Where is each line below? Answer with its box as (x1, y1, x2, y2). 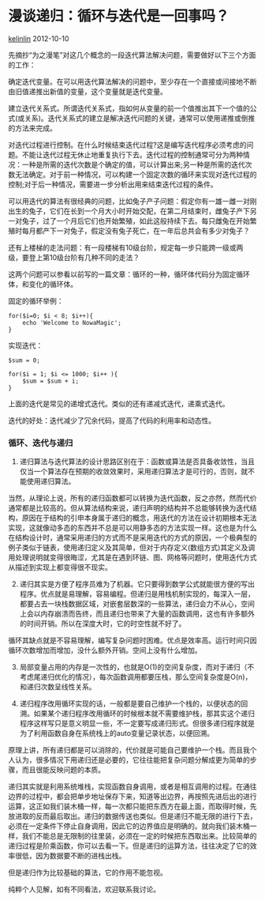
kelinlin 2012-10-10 (8, 33, 69, 43)
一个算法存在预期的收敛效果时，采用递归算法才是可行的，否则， (33, 467, 241, 477)
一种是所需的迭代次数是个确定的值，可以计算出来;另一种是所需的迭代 (21, 160, 246, 169)
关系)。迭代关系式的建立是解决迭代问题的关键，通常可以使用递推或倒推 (24, 113, 256, 123)
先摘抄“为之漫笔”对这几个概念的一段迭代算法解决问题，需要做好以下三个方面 (8, 50, 256, 59)
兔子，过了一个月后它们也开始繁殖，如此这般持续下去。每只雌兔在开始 (21, 216, 250, 225)
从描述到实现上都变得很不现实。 (8, 563, 112, 572)
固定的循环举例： (8, 296, 64, 305)
